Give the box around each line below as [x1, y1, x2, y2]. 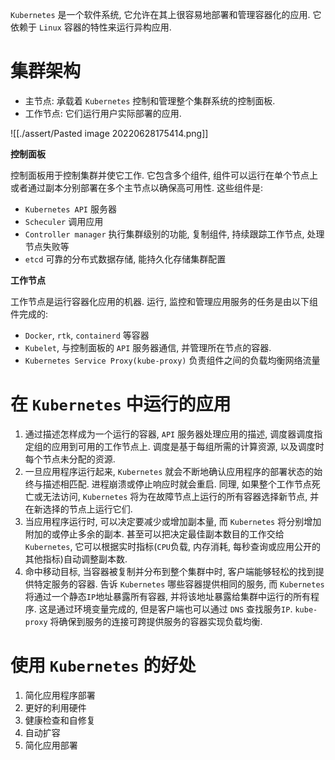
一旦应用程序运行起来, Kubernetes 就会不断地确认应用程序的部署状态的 [24, 465, 315, 477]
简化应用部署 [24, 739, 78, 751]
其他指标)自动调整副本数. [24, 553, 128, 565]
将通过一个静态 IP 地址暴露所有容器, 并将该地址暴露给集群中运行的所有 [24, 590, 312, 602]
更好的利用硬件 [24, 701, 87, 713]
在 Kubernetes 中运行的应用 [10, 393, 232, 416]
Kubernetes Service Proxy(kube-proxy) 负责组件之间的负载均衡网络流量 [24, 354, 321, 366]
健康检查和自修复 [24, 714, 96, 726]
